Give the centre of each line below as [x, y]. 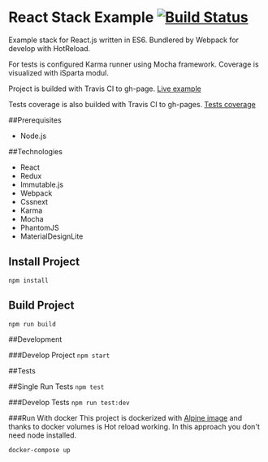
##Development [35, 339]
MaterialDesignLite [52, 236]
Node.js [33, 136]
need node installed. [43, 435]
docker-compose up [39, 450]
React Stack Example [81, 17]
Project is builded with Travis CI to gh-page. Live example [105, 89]
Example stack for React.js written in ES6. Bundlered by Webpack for [124, 40]
